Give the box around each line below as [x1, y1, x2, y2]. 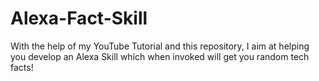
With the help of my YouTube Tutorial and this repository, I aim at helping [10, 40, 310, 52]
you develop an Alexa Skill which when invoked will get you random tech [10, 50, 310, 62]
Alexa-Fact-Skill [10, 7, 148, 30]
